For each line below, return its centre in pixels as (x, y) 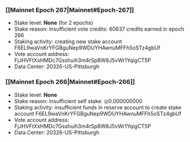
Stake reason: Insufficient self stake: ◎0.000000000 (78, 101)
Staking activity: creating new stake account (68, 42)
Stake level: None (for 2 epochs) (54, 23)
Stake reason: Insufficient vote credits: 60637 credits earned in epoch (99, 29)
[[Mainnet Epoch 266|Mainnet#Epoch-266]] (70, 82)
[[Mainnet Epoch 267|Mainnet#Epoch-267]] (70, 10)
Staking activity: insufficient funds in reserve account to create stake (98, 107)
